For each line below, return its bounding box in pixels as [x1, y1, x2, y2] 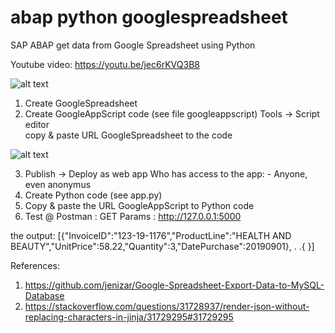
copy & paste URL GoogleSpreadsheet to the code [24, 129, 233, 141]
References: [10, 259, 60, 271]
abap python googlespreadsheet [10, 6, 288, 29]
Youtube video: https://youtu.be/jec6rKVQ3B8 [10, 58, 200, 70]
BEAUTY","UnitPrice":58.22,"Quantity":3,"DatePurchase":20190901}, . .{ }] [10, 240, 315, 252]
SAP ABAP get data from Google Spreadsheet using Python [10, 39, 256, 51]
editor [24, 118, 50, 130]
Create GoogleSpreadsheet [24, 97, 138, 109]
